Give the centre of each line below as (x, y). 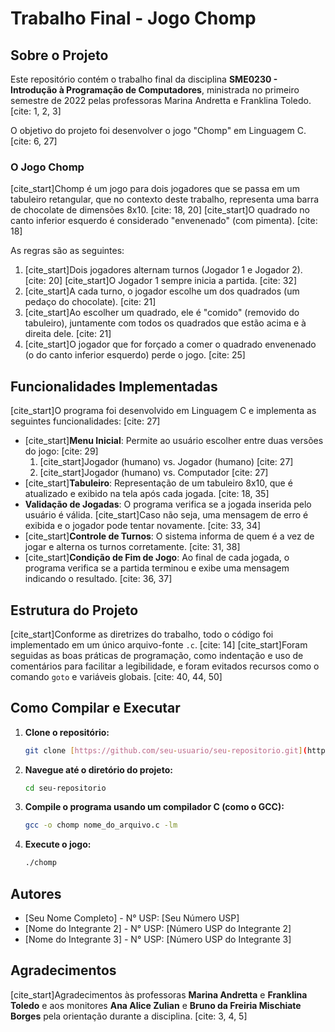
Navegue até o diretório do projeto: (98, 769)
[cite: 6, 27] (34, 141)
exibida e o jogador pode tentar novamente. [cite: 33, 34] (143, 526)
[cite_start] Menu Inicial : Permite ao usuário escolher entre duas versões (174, 441)
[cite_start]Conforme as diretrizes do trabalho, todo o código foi (142, 634)
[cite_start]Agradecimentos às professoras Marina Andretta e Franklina (159, 994)
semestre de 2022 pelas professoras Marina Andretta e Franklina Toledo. (161, 100)
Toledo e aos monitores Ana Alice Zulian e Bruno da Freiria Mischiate (156, 1005)
